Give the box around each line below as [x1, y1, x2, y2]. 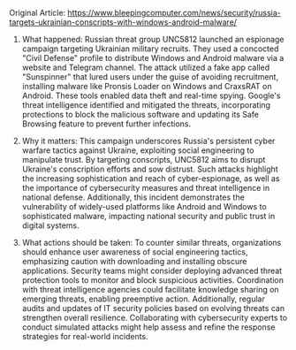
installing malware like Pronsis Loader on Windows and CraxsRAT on [21, 81, 272, 91]
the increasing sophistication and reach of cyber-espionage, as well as [21, 173, 280, 184]
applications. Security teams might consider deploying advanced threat [21, 265, 283, 276]
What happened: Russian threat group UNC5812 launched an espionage [21, 34, 285, 44]
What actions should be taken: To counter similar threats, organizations [21, 238, 282, 247]
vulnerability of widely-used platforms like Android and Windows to [21, 202, 267, 211]
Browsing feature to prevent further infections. [21, 118, 192, 129]
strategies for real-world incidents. [21, 331, 148, 341]
